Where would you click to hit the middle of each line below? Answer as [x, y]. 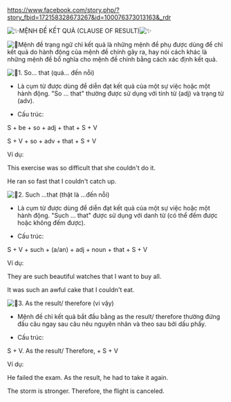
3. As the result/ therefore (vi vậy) [66, 303]
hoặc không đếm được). [51, 223]
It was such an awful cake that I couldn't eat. [71, 290]
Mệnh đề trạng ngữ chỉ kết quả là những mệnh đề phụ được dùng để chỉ [121, 45]
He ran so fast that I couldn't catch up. [62, 181]
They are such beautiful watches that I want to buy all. [84, 276]
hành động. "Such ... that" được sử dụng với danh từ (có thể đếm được [117, 215]
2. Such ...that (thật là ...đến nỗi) [64, 194]
